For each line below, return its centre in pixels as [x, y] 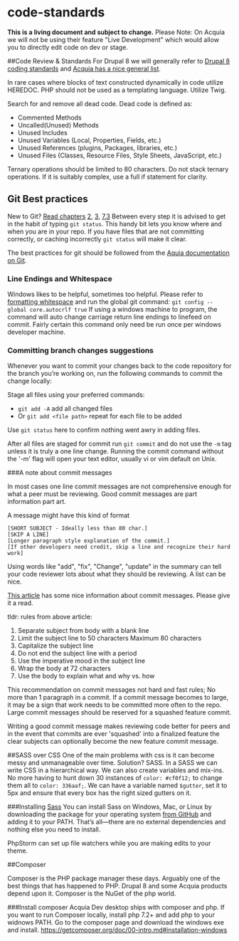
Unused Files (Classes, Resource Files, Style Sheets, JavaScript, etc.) [119, 155]
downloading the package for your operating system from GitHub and [110, 814]
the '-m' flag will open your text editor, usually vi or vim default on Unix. [112, 459]
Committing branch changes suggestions [81, 350]
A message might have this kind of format [69, 515]
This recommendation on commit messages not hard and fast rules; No [112, 690]
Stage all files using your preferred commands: [76, 395]
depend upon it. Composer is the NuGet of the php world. [92, 893]
